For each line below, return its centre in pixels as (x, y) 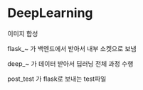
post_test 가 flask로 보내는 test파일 (57, 79)
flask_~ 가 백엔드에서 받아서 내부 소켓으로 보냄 (72, 48)
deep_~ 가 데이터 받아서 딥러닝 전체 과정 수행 (70, 63)
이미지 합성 (23, 33)
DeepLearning (51, 13)
